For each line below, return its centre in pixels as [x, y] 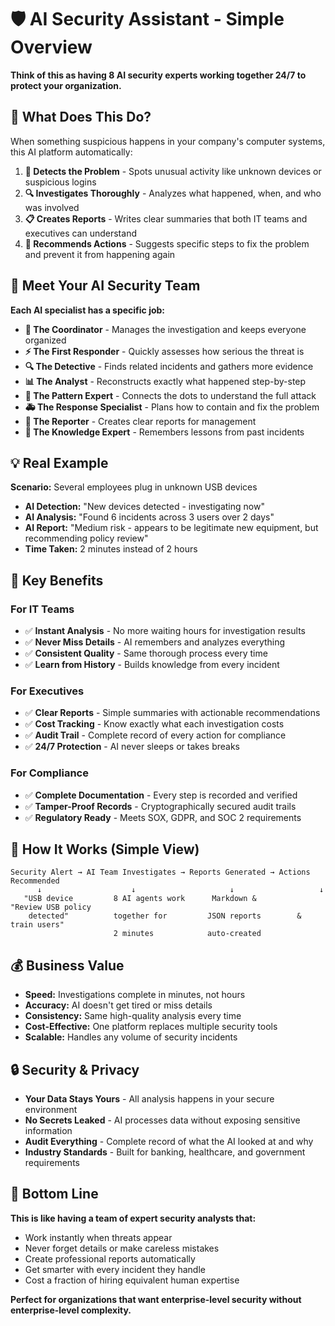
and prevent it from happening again [100, 254]
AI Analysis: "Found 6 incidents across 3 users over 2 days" [149, 517]
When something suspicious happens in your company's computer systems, [168, 141]
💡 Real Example [59, 462]
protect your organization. [66, 85]
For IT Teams [42, 609]
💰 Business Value [67, 965]
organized [45, 340]
